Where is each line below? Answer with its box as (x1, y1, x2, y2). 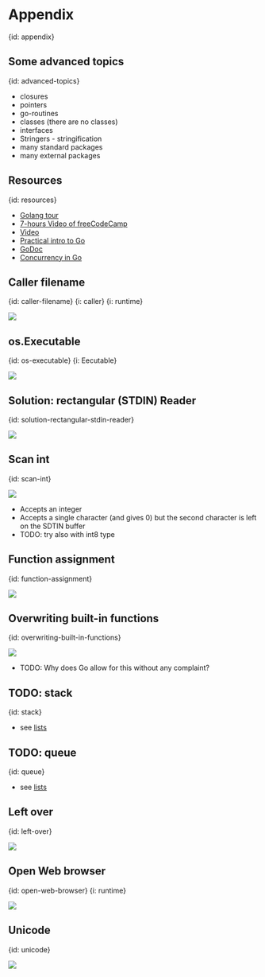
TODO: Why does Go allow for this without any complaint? (19, 663, 210, 673)
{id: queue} (8, 767, 45, 777)
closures (19, 91, 48, 101)
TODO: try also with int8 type (19, 529, 115, 539)
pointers (19, 99, 48, 109)
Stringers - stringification (19, 134, 102, 143)
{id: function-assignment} (8, 574, 93, 583)
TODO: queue (8, 745, 77, 759)
